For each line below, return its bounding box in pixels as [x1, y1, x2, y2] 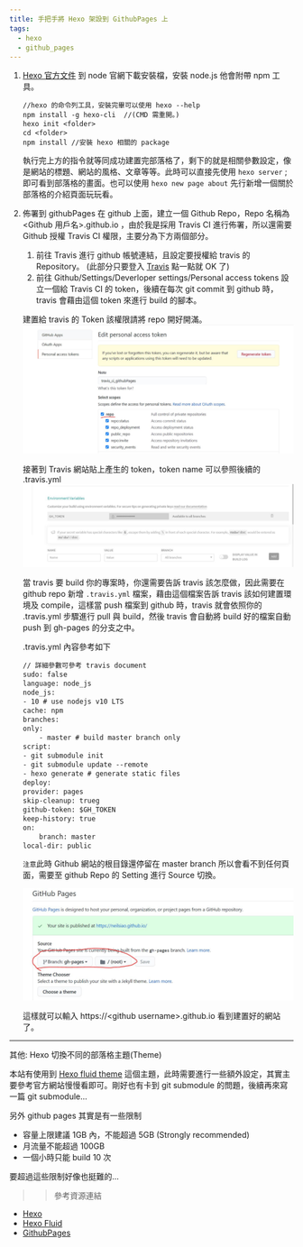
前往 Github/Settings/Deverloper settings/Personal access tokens [35, 272, 280, 283]
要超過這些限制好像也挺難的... [9, 1170, 120, 1181]
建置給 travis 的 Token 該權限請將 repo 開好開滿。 [22, 314, 207, 325]
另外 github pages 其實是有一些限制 [9, 1110, 142, 1121]
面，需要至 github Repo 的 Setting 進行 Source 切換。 [22, 869, 221, 880]
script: [22, 742, 51, 751]
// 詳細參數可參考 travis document [22, 661, 147, 670]
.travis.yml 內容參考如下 [22, 641, 111, 652]
